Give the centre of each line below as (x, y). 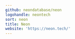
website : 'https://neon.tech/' (38, 29)
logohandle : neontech (28, 15)
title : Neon (18, 24)
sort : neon (17, 19)
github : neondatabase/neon (33, 10)
